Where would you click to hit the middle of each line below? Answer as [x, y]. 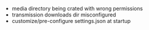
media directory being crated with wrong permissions [77, 9]
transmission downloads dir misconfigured [64, 15]
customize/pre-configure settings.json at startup [71, 21]
